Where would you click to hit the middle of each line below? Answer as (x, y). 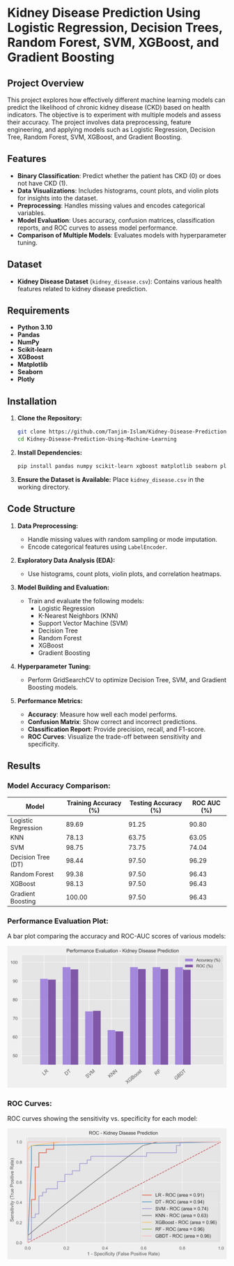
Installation (32, 401)
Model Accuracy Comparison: (59, 786)
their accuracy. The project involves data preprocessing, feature (99, 122)
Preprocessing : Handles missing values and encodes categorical (111, 205)
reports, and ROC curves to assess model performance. (97, 228)
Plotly (26, 379)
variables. (31, 213)
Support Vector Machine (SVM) (83, 623)
